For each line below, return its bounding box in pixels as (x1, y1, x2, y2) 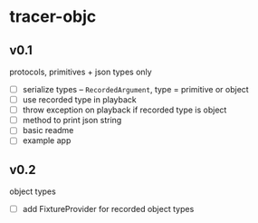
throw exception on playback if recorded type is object (22, 104, 227, 115)
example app (22, 135, 72, 146)
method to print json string (22, 115, 122, 126)
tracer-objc (9, 6, 97, 27)
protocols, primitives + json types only (9, 66, 152, 77)
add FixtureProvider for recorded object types (22, 204, 195, 215)
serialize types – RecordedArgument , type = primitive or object (22, 84, 249, 94)
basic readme (22, 125, 74, 136)
